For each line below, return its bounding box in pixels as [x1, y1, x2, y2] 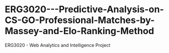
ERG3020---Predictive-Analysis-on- [5, 4, 164, 15]
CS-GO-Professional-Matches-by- [5, 14, 155, 26]
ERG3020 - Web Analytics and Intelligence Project [5, 42, 111, 48]
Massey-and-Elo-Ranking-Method [5, 25, 154, 37]
